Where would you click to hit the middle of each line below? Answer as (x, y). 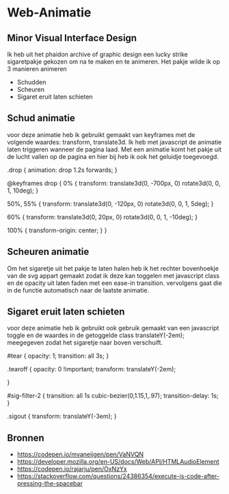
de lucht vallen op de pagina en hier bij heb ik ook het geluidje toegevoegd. (113, 156)
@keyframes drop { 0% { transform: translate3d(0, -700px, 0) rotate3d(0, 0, (114, 183)
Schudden (31, 82)
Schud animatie (41, 118)
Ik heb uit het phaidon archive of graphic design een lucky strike (97, 54)
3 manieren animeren (37, 69)
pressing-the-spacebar (50, 484)
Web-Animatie (49, 13)
